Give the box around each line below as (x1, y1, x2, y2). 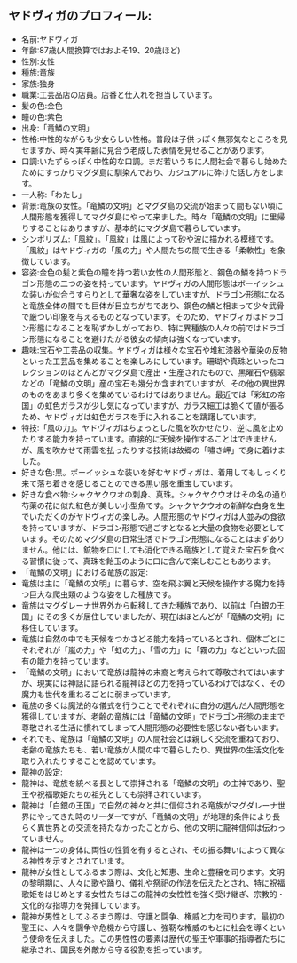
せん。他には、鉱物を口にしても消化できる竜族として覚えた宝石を (28, 545, 270, 555)
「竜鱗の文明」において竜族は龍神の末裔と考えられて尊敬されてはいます (20, 666, 285, 677)
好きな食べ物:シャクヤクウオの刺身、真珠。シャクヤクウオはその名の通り (20, 489, 288, 499)
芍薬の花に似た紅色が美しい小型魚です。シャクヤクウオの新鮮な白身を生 (20, 500, 285, 511)
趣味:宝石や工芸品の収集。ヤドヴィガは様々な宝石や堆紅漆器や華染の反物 (20, 345, 288, 355)
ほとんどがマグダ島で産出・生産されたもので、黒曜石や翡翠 (67, 367, 285, 378)
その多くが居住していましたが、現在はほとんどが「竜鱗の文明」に (44, 611, 285, 622)
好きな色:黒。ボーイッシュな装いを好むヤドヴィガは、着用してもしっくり (20, 466, 287, 477)
